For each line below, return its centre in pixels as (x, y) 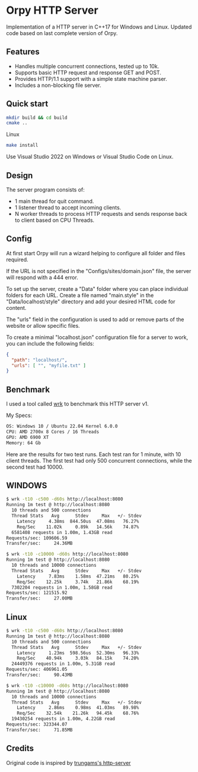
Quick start (27, 104)
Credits (20, 749)
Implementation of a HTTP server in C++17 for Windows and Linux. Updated (99, 27)
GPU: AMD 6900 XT (28, 437)
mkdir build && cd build (37, 117)
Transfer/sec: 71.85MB (39, 730)
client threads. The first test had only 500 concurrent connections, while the (99, 460)
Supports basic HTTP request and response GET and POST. (88, 73)
